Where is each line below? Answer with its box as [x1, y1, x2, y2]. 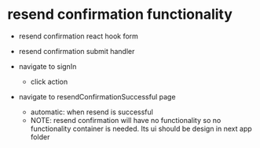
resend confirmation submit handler [18, 46, 135, 56]
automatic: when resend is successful [30, 107, 154, 117]
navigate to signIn [18, 61, 77, 71]
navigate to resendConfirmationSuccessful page [18, 92, 176, 101]
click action [30, 77, 68, 86]
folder [30, 132, 50, 142]
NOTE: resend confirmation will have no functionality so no [30, 115, 222, 125]
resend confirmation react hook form [18, 31, 139, 41]
